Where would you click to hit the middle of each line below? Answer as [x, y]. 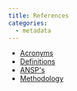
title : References [38, 16]
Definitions [37, 61]
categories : [28, 23]
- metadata [33, 30]
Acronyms [37, 53]
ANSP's [32, 70]
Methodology [42, 79]
